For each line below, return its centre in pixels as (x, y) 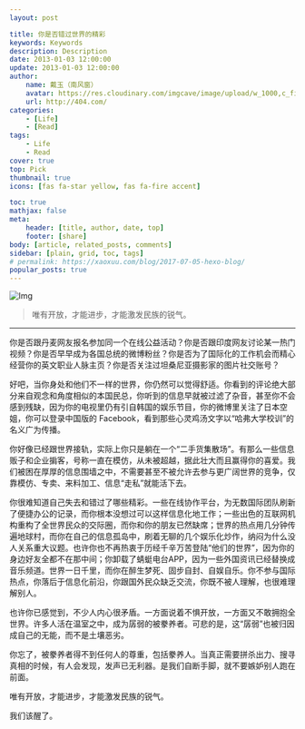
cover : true (32, 161)
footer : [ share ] (57, 236)
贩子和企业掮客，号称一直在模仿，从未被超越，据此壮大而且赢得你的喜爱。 (148, 460)
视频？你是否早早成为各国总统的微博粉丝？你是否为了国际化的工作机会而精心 (152, 354)
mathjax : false (38, 211)
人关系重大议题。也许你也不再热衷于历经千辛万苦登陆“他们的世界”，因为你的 (152, 548)
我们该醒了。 (33, 716)
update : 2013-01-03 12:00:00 (64, 68)
